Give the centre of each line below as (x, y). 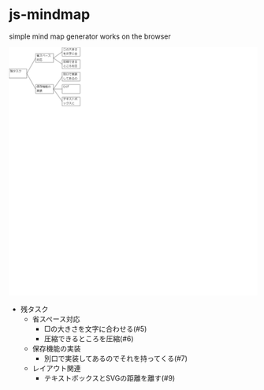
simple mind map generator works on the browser (90, 36)
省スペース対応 (56, 319)
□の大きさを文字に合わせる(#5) (95, 329)
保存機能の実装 (56, 348)
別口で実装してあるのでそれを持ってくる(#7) (116, 358)
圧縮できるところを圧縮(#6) (89, 338)
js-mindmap (50, 15)
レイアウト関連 (56, 368)
